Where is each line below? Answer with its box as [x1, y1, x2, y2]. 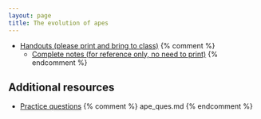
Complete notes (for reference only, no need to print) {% [31, 49, 218, 59]
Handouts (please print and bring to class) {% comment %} [19, 40, 216, 50]
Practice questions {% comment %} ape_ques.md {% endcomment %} [19, 102, 253, 111]
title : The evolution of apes [8, 19, 109, 27]
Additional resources [8, 80, 115, 94]
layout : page [8, 11, 52, 20]
